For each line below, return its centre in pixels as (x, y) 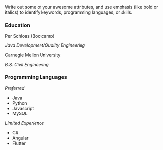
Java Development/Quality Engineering (45, 45)
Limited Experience (25, 123)
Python (20, 103)
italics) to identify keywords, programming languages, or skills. (69, 12)
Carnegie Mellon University (33, 55)
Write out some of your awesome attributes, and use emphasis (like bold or (81, 7)
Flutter (19, 143)
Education (18, 25)
